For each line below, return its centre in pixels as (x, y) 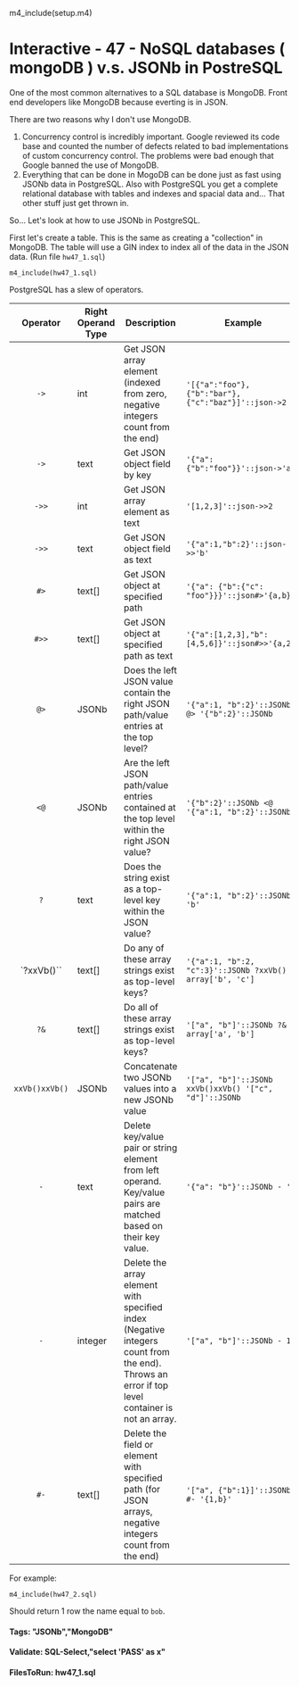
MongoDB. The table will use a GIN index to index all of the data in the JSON (149, 247)
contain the (147, 693)
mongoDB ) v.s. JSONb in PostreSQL (146, 68)
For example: (33, 1578)
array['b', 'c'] (221, 979)
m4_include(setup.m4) (51, 13)
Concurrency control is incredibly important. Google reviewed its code (151, 137)
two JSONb (147, 1077)
